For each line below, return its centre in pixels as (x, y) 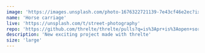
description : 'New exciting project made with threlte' (79, 35)
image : (15, 12)
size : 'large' (24, 40)
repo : (13, 29)
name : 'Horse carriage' (37, 18)
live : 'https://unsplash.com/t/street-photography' (73, 23)
